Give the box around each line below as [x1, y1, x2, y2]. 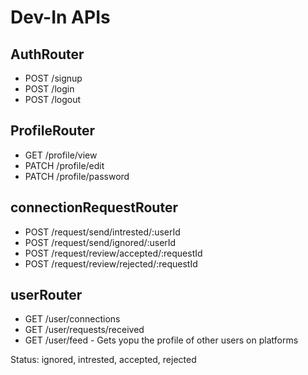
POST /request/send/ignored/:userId [24, 236, 177, 248]
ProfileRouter [10, 122, 95, 140]
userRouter [10, 287, 83, 304]
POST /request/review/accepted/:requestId [24, 247, 203, 259]
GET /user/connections [24, 313, 121, 325]
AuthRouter [10, 46, 85, 63]
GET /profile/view [24, 149, 98, 161]
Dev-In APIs [10, 6, 111, 29]
